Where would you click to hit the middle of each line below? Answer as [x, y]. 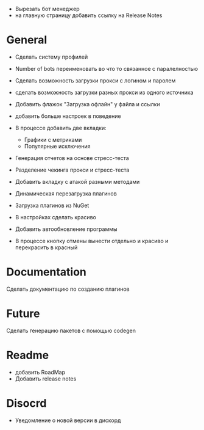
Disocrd [26, 403]
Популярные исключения [57, 146]
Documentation [47, 272]
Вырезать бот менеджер [47, 9]
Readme [28, 355]
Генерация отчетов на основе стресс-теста [72, 158]
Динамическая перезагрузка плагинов [66, 193]
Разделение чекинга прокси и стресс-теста [72, 170]
